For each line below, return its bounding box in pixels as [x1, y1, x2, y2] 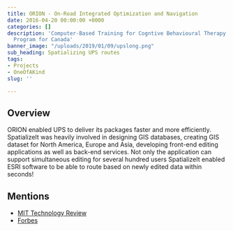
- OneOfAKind [7, 68, 45, 75]
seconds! [7, 170, 34, 179]
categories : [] [7, 23, 52, 30]
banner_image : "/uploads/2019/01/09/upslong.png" [7, 43, 155, 50]
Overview [7, 107, 51, 119]
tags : [7, 56, 23, 63]
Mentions [7, 190, 50, 202]
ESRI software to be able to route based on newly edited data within [7, 163, 202, 171]
